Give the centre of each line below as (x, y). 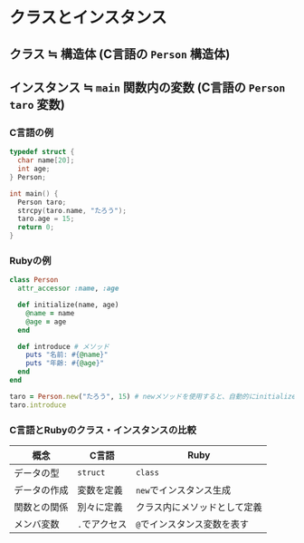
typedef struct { (42, 152)
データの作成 (42, 490)
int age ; (34, 169)
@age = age (46, 322)
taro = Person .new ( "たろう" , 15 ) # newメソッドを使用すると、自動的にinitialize (153, 396)
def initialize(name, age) (68, 305)
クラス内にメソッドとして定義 (199, 507)
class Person (34, 280)
